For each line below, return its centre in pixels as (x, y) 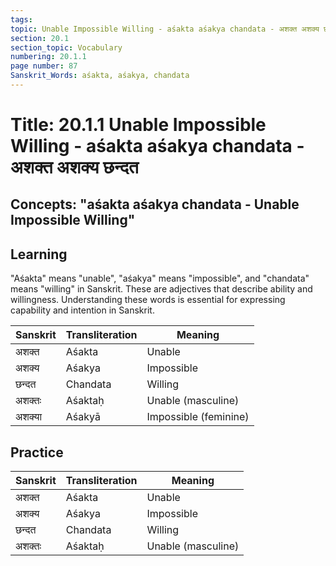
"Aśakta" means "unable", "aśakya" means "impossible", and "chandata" (160, 278)
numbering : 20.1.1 (48, 57)
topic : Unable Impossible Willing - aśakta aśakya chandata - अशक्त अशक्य (165, 29)
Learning (39, 254)
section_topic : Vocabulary (66, 47)
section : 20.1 (40, 38)
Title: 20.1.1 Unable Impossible (138, 125)
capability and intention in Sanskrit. (82, 310)
